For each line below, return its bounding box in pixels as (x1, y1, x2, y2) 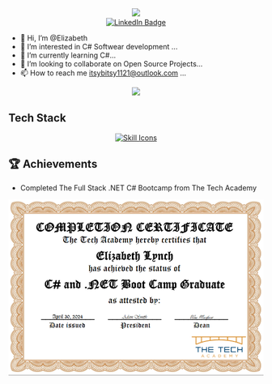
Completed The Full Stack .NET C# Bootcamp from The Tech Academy (19, 182, 257, 193)
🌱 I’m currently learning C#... (19, 50, 117, 60)
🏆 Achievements (8, 157, 98, 171)
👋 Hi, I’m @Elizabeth (19, 33, 87, 43)
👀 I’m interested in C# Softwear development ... (19, 42, 178, 51)
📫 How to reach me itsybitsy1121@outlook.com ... (19, 68, 187, 78)
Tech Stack (8, 111, 66, 125)
